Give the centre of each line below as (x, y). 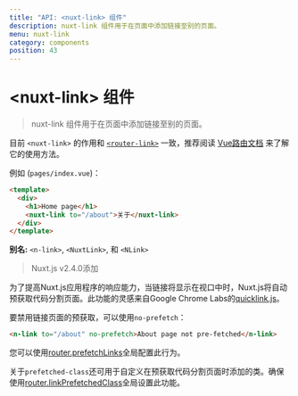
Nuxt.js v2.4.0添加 (65, 268)
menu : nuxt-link (39, 34)
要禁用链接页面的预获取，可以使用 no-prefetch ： (98, 318)
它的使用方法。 (37, 154)
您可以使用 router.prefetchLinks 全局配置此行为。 (97, 352)
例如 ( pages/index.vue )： (55, 173)
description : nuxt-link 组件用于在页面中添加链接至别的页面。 (115, 26)
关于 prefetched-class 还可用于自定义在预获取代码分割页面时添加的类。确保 (147, 372)
